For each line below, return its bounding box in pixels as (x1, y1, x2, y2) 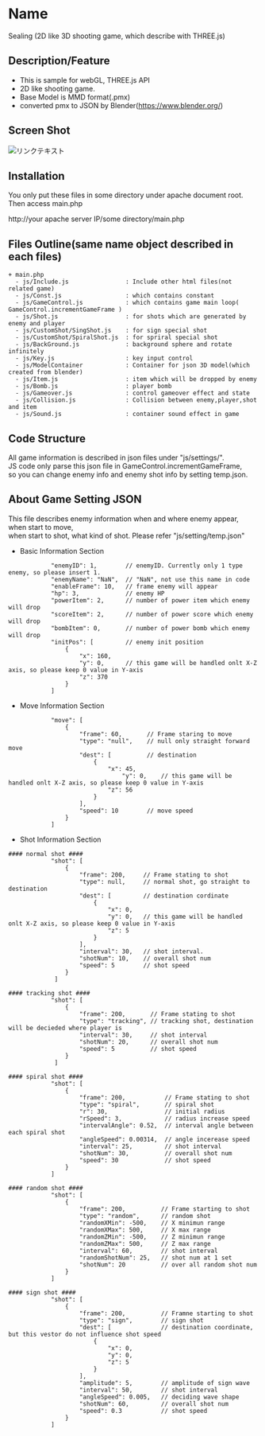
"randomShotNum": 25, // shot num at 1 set (79, 1254, 232, 1262)
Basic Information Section (19, 546, 105, 555)
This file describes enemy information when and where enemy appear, (8, 514, 240, 523)
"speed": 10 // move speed (79, 807, 194, 815)
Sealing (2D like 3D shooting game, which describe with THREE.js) (8, 31, 226, 41)
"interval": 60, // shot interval (79, 1247, 218, 1255)
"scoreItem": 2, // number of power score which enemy (50, 610, 254, 618)
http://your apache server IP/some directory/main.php (8, 214, 185, 224)
